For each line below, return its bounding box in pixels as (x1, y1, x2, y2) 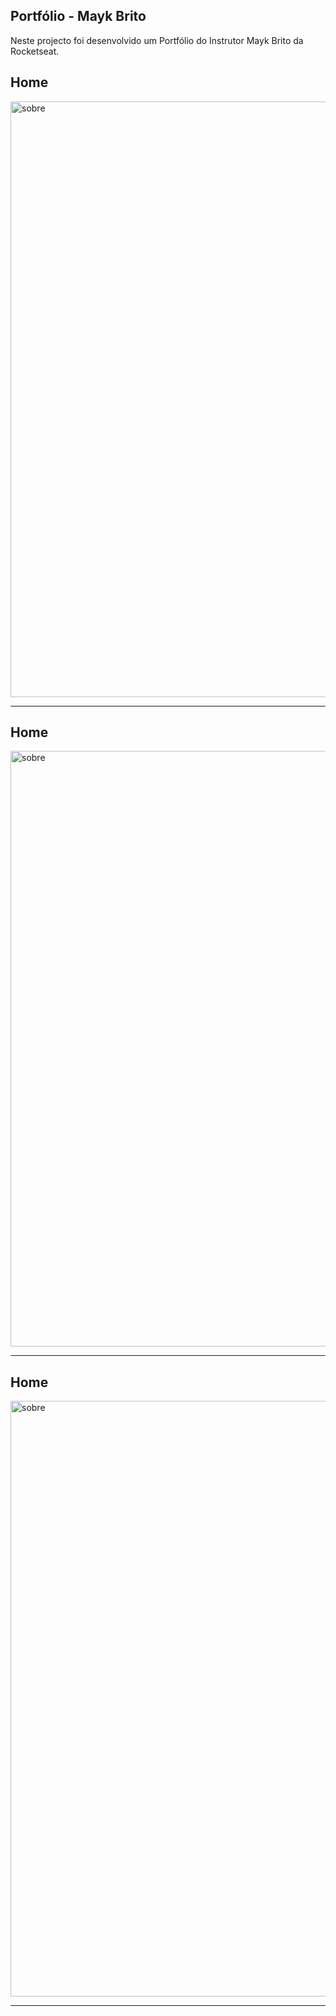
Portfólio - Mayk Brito (10, 8, 147, 25)
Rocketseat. (10, 45, 60, 57)
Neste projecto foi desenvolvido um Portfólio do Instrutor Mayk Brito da (10, 34, 304, 46)
